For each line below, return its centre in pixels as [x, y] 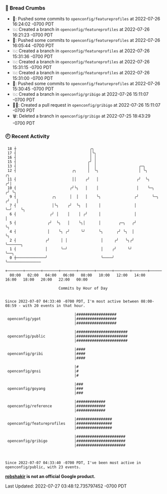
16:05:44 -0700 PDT [33, 46]
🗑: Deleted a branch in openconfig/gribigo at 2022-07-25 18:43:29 [81, 116]
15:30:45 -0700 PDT [33, 89]
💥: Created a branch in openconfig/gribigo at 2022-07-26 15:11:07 [81, 94]
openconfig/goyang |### [45, 388]
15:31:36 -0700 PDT [33, 56]
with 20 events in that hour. [54, 306]
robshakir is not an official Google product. [50, 476]
